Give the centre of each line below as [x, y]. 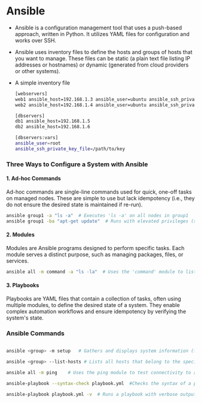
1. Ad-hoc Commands [33, 179]
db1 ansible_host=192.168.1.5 [53, 121]
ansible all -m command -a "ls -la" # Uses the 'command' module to [95, 272]
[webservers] [31, 94]
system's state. [25, 318]
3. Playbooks [23, 285]
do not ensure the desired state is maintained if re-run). [74, 204]
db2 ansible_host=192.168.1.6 [53, 127]
